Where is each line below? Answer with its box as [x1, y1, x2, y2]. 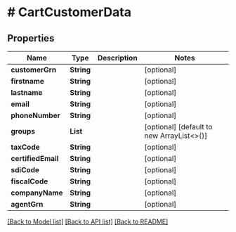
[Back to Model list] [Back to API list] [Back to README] [7, 217, 169, 226]
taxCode [11, 142, 40, 152]
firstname [11, 77, 44, 86]
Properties [7, 32, 55, 44]
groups [11, 127, 36, 136]
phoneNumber [11, 110, 61, 120]
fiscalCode [11, 176, 48, 186]
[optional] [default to [144, 122, 213, 131]
